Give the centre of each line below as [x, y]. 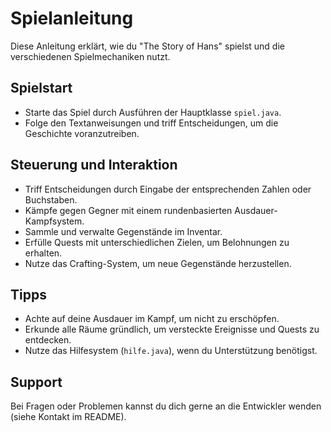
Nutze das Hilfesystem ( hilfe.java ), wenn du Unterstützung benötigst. [171, 351]
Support [36, 382]
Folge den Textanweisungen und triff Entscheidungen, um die [151, 123]
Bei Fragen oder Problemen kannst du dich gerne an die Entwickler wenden [166, 406]
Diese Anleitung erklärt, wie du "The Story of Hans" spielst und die [147, 46]
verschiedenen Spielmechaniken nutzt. [90, 56]
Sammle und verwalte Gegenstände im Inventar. [123, 231]
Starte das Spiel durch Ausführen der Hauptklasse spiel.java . [153, 112]
